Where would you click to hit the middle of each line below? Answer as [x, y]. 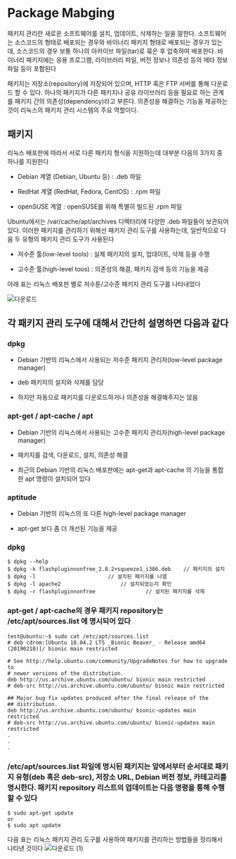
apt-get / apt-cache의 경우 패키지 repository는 [85, 611]
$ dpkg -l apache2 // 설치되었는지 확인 [90, 584]
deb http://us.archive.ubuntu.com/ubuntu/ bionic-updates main [102, 710]
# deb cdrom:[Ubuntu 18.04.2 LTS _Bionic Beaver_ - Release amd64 [106, 643]
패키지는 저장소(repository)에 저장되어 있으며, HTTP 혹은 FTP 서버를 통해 [108, 83]
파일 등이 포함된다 [32, 68]
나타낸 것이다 [25, 848]
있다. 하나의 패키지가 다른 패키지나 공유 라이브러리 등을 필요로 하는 [120, 92]
